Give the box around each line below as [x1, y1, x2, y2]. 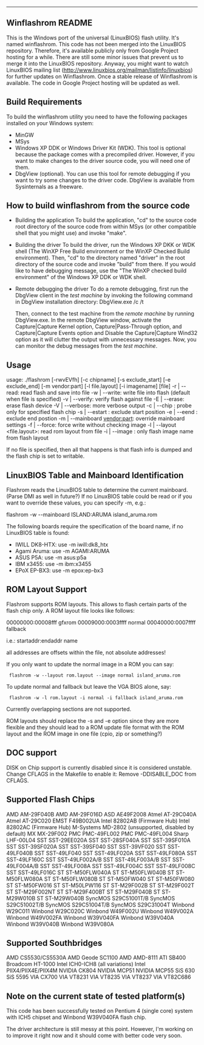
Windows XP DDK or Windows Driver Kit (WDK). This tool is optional [15, 144, 186, 151]
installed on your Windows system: [6, 119, 94, 126]
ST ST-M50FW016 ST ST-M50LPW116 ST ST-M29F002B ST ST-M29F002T [6, 881, 195, 889]
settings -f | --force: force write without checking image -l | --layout [6, 421, 177, 429]
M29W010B [6, 894, 36, 902]
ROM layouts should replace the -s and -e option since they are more [6, 717, 179, 724]
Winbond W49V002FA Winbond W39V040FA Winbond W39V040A [6, 914, 174, 921]
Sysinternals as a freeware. [15, 183, 84, 190]
